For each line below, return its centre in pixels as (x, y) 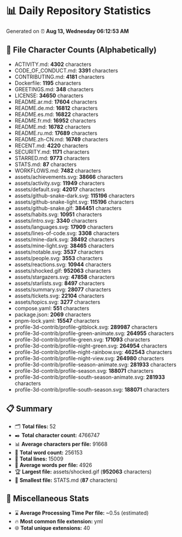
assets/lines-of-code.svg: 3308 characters (67, 233)
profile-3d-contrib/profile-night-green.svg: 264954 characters (91, 346)
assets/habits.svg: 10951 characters (58, 214)
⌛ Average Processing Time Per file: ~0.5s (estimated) (82, 513)
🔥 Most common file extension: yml (59, 522)
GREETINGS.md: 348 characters (54, 89)
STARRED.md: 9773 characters (52, 158)
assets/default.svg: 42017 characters (60, 189)
